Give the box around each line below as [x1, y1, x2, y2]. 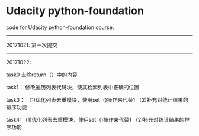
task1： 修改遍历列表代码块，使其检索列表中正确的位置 [6, 83, 140, 90]
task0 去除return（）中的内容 [6, 71, 78, 78]
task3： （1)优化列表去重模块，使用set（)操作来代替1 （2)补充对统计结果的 [6, 96, 188, 103]
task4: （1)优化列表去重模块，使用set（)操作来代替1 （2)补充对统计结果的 [6, 116, 185, 123]
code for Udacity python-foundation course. [6, 24, 114, 31]
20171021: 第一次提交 [6, 41, 57, 48]
